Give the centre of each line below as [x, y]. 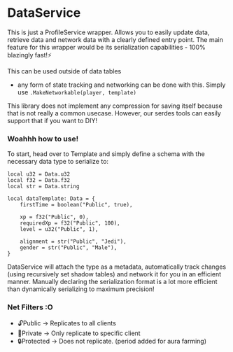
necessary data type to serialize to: [58, 162]
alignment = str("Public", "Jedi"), [73, 242]
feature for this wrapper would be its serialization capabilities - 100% [107, 47]
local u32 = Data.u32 [39, 174]
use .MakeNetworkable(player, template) [77, 92]
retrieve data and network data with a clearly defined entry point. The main [115, 39]
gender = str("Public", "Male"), [69, 248]
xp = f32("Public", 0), [55, 217]
